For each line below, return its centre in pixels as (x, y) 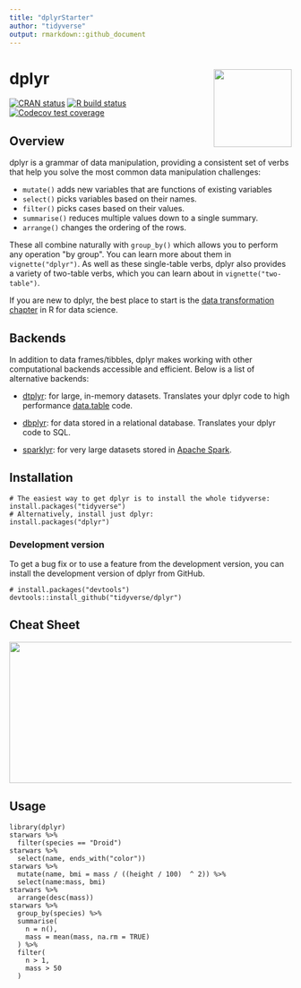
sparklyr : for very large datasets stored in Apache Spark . (127, 450)
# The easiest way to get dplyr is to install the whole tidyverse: (140, 498)
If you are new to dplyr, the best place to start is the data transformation (142, 300)
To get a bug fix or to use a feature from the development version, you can (147, 564)
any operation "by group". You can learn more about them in (120, 254)
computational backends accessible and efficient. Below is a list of (132, 369)
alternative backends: (49, 378)
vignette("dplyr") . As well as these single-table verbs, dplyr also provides (148, 264)
